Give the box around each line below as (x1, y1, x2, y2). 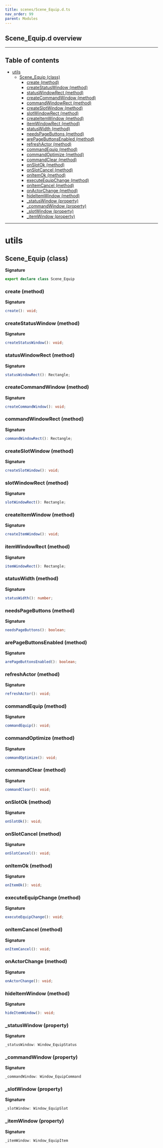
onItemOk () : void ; (5, 883, 42, 888)
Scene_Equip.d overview (5, 34, 82, 42)
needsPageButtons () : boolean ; (5, 627, 66, 632)
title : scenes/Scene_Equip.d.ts (5, 7, 70, 12)
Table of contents (5, 56, 59, 65)
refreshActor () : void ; (5, 691, 51, 697)
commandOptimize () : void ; (5, 755, 57, 760)
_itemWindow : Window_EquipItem (5, 1138, 68, 1143)
